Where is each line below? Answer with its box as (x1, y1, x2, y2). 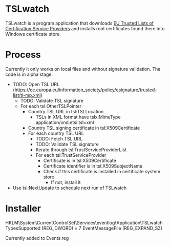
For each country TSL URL (28, 130, 84, 136)
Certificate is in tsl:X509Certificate (43, 157, 116, 163)
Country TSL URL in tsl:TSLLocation (28, 108, 104, 114)
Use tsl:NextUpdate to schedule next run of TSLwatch (12, 184, 127, 191)
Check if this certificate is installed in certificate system (43, 168, 160, 174)
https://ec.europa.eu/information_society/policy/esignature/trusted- (14, 87, 157, 93)
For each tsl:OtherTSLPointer (20, 103, 82, 109)
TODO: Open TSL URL (12, 81, 60, 87)
